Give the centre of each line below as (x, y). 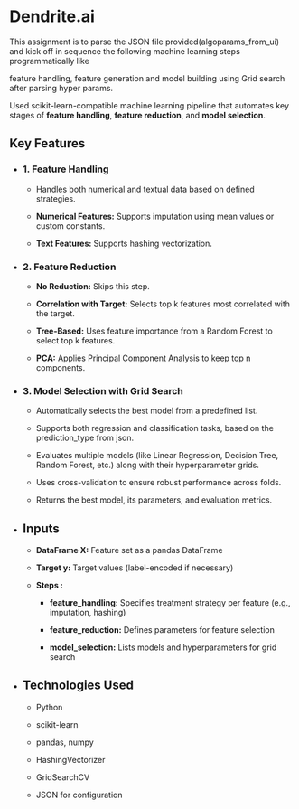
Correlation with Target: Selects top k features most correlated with (163, 304)
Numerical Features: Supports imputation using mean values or (155, 216)
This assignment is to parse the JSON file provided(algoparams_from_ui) (145, 42)
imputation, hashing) (88, 613)
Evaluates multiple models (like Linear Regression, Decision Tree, (157, 456)
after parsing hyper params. (61, 88)
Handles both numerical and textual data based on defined (145, 189)
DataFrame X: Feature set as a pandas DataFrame (129, 550)
